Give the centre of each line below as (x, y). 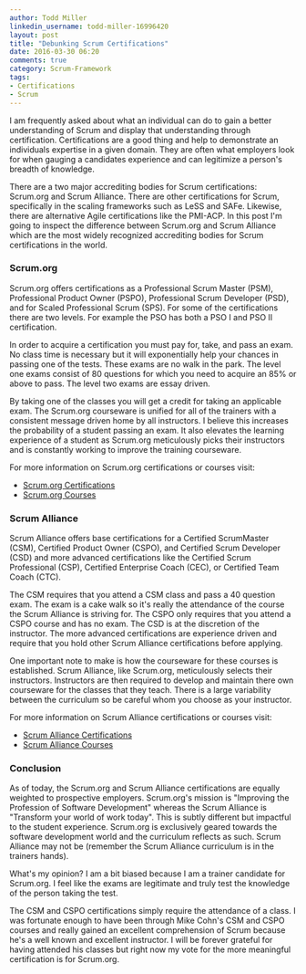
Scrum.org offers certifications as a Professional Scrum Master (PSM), (142, 288)
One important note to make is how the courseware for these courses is (144, 661)
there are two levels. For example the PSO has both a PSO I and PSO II (141, 317)
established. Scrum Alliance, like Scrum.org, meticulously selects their (141, 671)
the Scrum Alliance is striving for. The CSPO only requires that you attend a (150, 614)
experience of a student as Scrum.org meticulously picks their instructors (147, 440)
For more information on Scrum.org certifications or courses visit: (132, 467)
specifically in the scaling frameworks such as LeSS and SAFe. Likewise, (146, 205)
